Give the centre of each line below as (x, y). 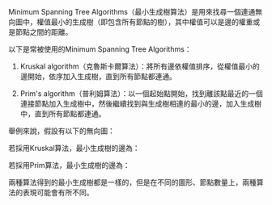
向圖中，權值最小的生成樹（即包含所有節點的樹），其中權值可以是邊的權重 (131, 22)
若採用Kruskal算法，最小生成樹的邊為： (74, 148)
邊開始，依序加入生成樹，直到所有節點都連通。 (98, 76)
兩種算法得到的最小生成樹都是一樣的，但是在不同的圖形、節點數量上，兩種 (132, 182)
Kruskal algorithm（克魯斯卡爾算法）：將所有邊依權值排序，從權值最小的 (140, 66)
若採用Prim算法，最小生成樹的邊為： (70, 165)
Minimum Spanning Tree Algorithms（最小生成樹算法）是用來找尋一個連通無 (136, 12)
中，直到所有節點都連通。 (63, 114)
